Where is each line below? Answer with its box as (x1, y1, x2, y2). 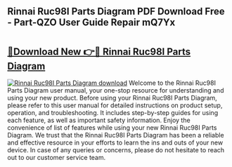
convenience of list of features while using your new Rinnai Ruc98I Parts (7, 123, 217, 132)
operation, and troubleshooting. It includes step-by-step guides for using (7, 109, 219, 116)
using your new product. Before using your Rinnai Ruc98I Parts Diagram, (7, 94, 218, 102)
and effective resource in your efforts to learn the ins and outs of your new (7, 138, 224, 147)
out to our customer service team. (7, 154, 106, 161)
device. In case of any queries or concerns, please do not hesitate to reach (7, 146, 225, 154)
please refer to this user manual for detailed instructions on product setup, (7, 101, 223, 109)
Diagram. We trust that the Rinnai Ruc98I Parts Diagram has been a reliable (7, 131, 224, 139)
